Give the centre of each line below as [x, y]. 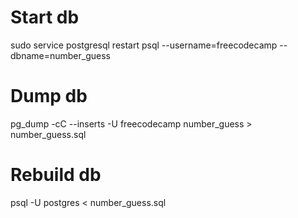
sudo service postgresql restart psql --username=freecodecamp [144, 45]
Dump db [49, 96]
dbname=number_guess [60, 55]
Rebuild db [56, 175]
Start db [45, 17]
